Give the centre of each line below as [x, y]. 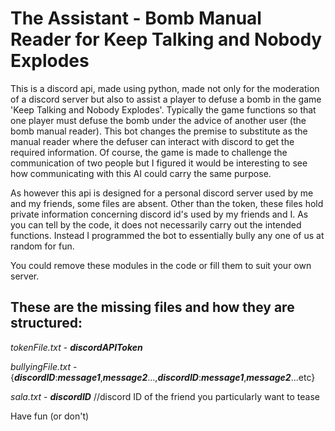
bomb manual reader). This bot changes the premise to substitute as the [159, 131]
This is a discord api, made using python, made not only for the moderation [165, 88]
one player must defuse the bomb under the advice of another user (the [158, 120]
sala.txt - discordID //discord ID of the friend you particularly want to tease [165, 396]
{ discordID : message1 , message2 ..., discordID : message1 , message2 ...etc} [163, 377]
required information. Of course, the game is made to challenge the [149, 152]
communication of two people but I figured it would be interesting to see [159, 163]
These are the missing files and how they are [152, 307]
